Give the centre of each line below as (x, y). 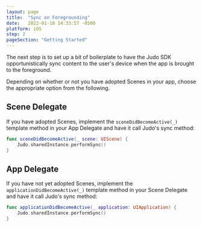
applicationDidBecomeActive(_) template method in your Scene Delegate (97, 190)
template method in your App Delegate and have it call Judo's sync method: (100, 128)
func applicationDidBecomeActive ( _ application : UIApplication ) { (91, 208)
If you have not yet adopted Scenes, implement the (70, 184)
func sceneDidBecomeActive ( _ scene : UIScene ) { (67, 139)
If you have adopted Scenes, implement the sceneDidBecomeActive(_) (92, 121)
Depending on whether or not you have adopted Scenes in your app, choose (101, 82)
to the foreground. (29, 70)
